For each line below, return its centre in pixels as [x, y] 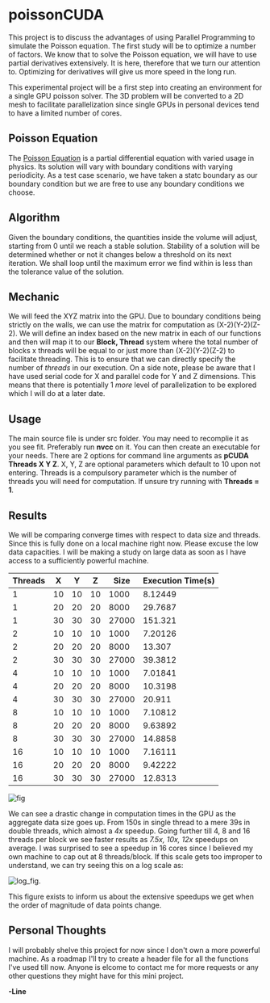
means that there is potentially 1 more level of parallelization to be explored [133, 385]
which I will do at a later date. [57, 394]
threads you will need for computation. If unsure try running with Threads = [134, 482]
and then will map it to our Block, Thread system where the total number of [133, 342]
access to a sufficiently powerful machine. [79, 560]
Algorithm [34, 218]
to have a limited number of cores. [65, 113]
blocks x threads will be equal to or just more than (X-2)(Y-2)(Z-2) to [122, 351]
